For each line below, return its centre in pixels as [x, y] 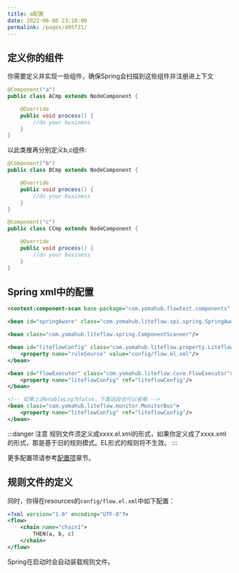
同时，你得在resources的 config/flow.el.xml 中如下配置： [91, 500]
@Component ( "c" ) [31, 222]
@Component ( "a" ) [31, 90]
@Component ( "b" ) [31, 164]
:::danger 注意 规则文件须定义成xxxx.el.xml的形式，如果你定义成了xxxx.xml [117, 434]
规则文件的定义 [40, 482]
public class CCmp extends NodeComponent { [73, 229]
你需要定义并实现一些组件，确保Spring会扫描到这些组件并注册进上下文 [111, 76]
